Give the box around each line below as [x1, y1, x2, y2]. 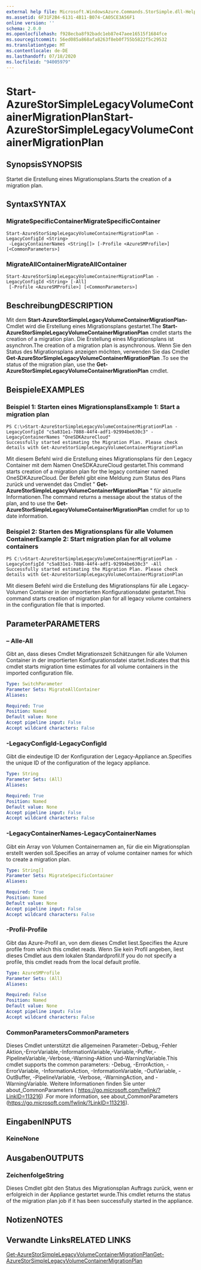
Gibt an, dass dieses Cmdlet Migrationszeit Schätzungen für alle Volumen [6, 650, 187, 657]
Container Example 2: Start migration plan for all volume [6, 534, 172, 543]
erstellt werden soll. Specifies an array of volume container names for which [6, 849, 193, 857]
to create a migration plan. [6, 855, 71, 863]
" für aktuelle [150, 486, 182, 494]
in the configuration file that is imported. [6, 601, 105, 609]
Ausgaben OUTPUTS [6, 1153, 84, 1163]
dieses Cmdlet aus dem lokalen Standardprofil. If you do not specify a [6, 952, 176, 959]
